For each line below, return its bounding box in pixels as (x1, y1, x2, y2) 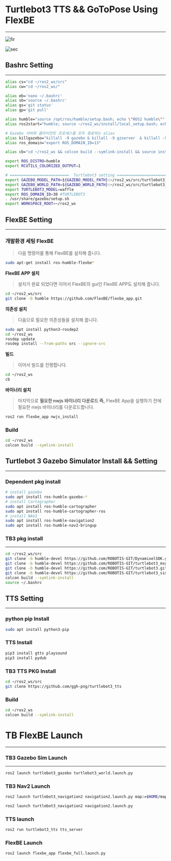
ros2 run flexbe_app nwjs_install (5, 414, 79, 420)
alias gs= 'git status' (5, 103, 53, 108)
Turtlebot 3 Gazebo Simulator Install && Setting (5, 457, 158, 466)
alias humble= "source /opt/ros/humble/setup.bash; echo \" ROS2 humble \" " (5, 117, 165, 122)
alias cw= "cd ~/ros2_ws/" (5, 84, 60, 89)
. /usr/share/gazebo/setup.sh (5, 196, 70, 201)
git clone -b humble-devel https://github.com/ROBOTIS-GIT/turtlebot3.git (5, 566, 167, 571)
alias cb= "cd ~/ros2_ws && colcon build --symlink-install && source (5, 149, 156, 154)
